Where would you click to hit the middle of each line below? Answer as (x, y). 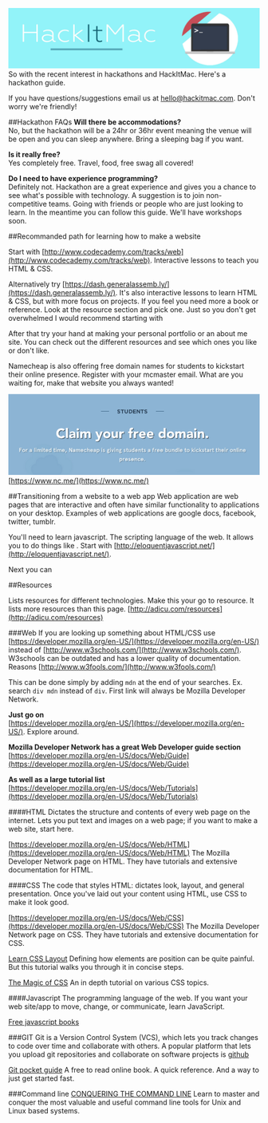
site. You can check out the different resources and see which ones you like (133, 342)
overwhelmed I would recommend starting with (86, 318)
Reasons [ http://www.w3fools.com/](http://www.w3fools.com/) (112, 666)
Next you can (30, 569)
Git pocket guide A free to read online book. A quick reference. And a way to (134, 1070)
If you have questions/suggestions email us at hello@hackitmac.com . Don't (132, 98)
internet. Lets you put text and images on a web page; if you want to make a (133, 820)
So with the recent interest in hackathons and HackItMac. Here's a (117, 74)
